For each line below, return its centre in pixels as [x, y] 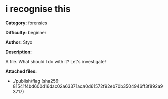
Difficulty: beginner [26, 32]
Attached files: [21, 71]
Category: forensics [26, 23]
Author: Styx [19, 42]
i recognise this [38, 9]
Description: [18, 52]
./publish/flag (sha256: [36, 81]
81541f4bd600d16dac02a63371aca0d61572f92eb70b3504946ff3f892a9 [88, 86]
